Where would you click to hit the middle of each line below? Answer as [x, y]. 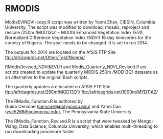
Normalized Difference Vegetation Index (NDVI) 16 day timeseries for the [78, 38]
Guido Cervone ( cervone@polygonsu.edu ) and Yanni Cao [63, 106]
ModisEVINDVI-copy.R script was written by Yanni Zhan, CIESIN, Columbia [80, 22]
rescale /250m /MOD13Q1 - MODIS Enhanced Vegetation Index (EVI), [75, 32]
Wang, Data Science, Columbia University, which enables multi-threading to [81, 126]
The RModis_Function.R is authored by [44, 101]
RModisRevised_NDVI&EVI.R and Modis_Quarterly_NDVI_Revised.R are [76, 67]
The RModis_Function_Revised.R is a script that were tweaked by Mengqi [79, 121]
